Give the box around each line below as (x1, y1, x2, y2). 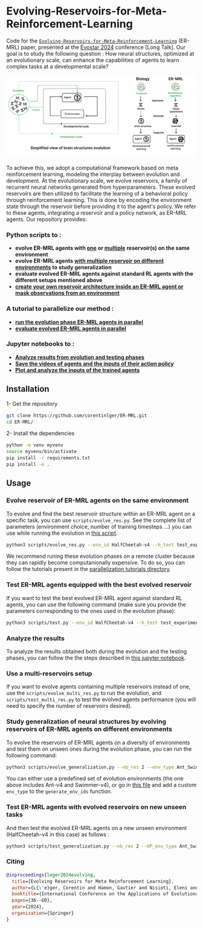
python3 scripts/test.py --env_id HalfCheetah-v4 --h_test (6, 619, 158, 626)
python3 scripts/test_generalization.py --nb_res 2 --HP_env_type (6, 843, 177, 849)
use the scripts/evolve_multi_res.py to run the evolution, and (6, 690, 162, 697)
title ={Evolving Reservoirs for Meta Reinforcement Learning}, (11, 878, 174, 884)
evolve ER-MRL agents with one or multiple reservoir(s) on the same (14, 244, 190, 252)
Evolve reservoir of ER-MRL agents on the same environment (6, 496, 189, 505)
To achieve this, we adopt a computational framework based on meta (6, 164, 179, 171)
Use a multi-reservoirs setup (6, 669, 92, 678)
